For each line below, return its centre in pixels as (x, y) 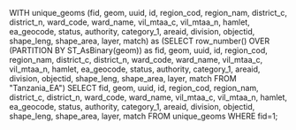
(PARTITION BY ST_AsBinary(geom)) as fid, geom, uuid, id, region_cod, (138, 50)
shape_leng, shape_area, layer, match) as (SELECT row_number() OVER (140, 41)
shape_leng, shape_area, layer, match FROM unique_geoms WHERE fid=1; (144, 116)
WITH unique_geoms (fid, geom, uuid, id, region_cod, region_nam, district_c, (148, 13)
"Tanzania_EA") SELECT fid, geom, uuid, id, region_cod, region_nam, (134, 88)
